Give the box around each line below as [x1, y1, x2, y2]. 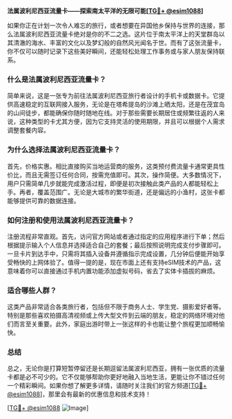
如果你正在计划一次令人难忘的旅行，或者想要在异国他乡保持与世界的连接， [7, 21, 219, 30]
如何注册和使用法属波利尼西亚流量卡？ [7, 215, 135, 225]
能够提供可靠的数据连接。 [7, 196, 80, 205]
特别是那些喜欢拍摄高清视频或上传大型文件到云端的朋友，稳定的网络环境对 [7, 311, 219, 320]
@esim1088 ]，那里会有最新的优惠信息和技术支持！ [7, 390, 152, 398]
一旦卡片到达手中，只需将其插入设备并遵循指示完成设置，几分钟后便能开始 [7, 249, 219, 258]
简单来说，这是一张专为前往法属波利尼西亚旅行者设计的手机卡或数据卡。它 [7, 92, 219, 100]
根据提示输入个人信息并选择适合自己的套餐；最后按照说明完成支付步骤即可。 [7, 241, 225, 249]
